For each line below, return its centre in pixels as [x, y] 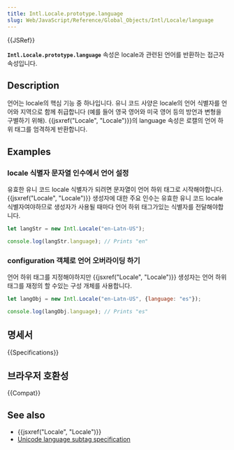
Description [33, 85]
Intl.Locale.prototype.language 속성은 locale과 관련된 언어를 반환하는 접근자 [116, 54]
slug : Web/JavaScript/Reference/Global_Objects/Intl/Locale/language [111, 20]
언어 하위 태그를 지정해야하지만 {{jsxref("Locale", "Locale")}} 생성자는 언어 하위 [117, 277]
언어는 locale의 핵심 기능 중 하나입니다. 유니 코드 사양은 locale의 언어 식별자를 [114, 103]
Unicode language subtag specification [74, 440]
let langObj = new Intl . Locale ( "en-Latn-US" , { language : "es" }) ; [104, 299]
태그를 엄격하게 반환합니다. [51, 129]
